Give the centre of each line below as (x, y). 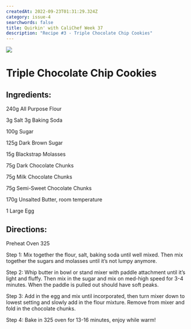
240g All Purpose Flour (34, 109)
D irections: (27, 229)
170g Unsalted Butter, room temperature (54, 200)
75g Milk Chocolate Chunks (39, 177)
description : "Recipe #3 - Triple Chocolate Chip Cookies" (79, 33)
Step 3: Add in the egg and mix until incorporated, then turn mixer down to (95, 296)
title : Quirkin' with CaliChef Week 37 (55, 28)
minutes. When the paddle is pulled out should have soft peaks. (82, 285)
